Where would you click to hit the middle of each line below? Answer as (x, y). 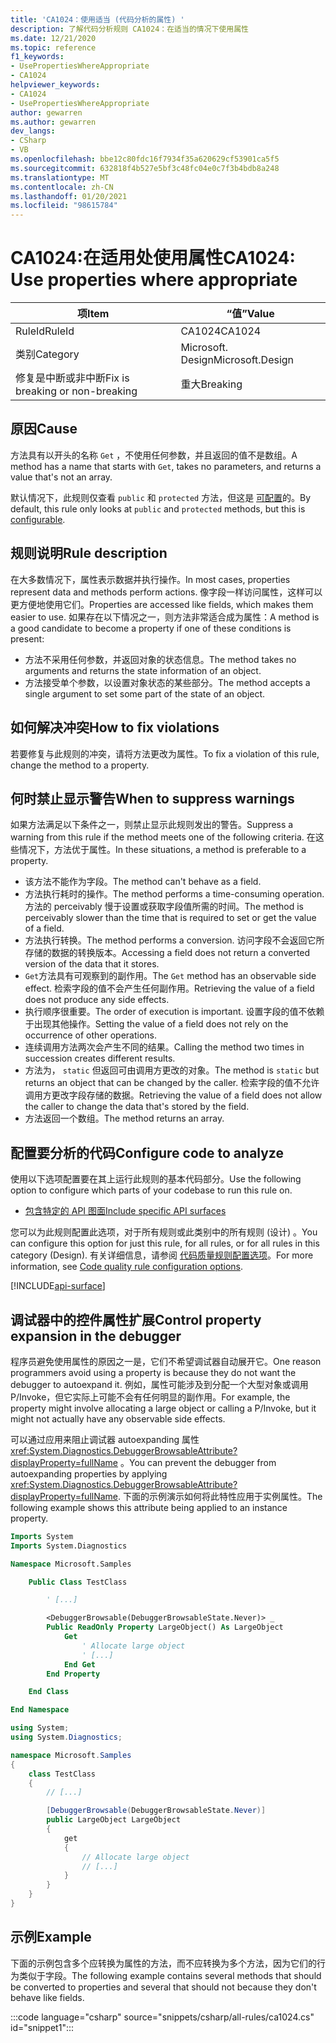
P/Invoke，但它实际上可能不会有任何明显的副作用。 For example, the (150, 1397)
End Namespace (40, 1710)
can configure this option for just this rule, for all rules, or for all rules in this (165, 1243)
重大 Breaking (211, 384)
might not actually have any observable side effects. (118, 1418)
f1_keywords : (37, 57)
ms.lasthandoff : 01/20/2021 (69, 196)
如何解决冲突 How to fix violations (115, 727)
